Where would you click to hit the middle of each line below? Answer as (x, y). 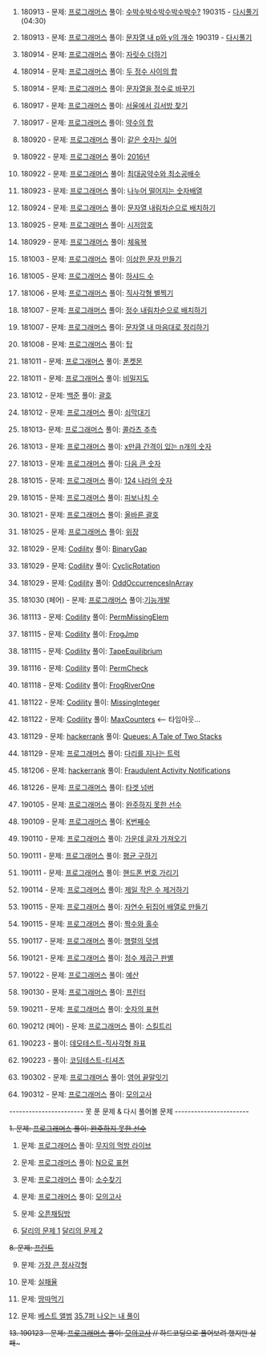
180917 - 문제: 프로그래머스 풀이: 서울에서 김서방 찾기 (104, 105)
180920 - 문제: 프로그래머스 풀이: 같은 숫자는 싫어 (99, 140)
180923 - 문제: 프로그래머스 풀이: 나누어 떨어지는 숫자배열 (111, 191)
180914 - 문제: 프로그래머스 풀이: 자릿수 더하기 (94, 54)
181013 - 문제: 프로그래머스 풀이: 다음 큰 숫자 (91, 463)
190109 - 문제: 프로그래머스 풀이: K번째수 (85, 822)
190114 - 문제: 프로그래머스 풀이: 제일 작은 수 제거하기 (105, 890)
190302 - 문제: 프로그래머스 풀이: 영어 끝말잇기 (95, 1077)
